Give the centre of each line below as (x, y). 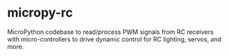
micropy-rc (40, 13)
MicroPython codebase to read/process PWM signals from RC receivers (111, 32)
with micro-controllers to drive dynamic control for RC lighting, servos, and (114, 39)
